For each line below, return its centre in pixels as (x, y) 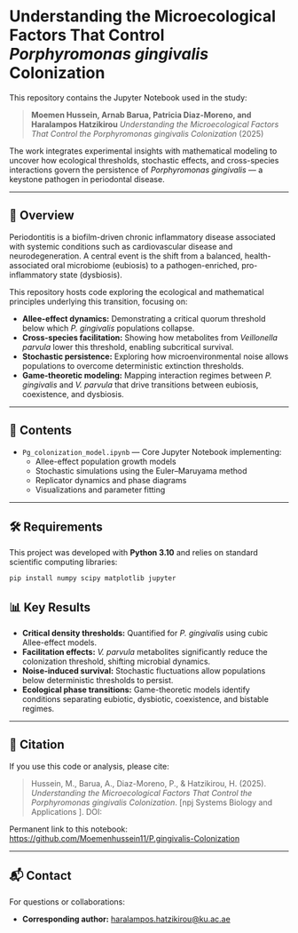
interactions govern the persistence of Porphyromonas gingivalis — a (136, 170)
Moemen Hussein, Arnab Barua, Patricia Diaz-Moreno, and (141, 115)
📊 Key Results (50, 607)
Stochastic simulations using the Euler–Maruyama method (141, 470)
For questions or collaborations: (67, 901)
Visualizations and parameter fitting (100, 490)
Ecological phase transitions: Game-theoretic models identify (136, 690)
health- (258, 256)
